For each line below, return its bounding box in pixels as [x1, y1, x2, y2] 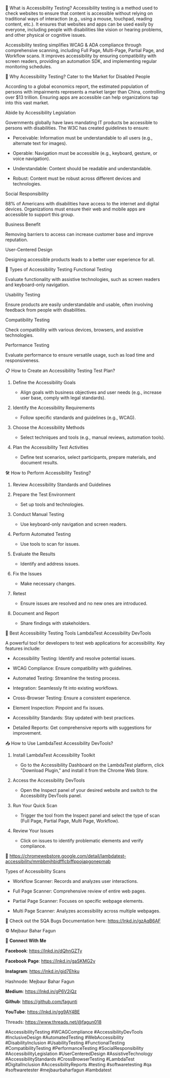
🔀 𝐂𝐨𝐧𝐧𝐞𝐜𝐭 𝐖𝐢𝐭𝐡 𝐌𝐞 [5, 938, 47, 944]
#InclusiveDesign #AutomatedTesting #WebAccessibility [5, 1035, 124, 1040]
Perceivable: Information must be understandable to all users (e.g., [12, 135, 153, 140]
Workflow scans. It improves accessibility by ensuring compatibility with [5, 53, 157, 59]
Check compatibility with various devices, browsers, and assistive [5, 327, 144, 333]
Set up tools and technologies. [20, 501, 84, 507]
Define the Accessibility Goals [12, 380, 76, 385]
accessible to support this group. [5, 212, 75, 217]
